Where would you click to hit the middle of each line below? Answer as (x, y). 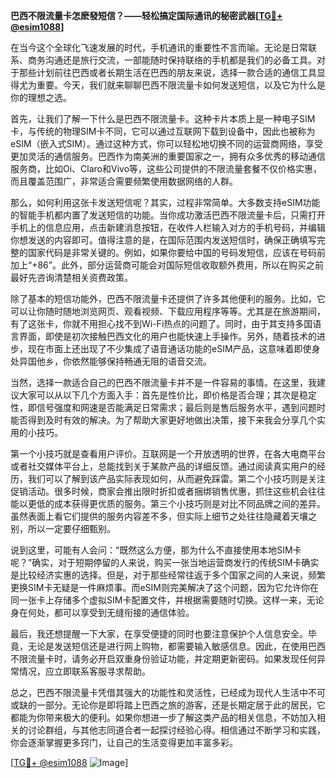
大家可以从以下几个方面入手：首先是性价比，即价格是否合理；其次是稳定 (167, 395)
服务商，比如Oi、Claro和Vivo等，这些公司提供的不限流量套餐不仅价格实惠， (166, 168)
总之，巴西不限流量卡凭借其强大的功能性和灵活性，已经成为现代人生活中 (159, 692)
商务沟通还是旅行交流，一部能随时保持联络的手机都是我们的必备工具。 (172, 60)
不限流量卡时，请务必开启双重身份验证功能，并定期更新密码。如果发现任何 (163, 658)
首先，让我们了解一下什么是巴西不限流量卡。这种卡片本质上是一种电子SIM (163, 118)
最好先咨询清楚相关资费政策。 (71, 277)
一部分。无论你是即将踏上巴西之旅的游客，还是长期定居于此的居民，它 (181, 705)
